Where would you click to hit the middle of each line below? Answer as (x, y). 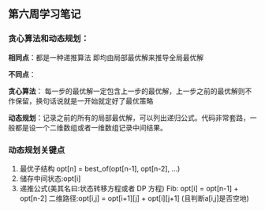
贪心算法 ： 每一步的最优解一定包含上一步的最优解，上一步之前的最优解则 (127, 91)
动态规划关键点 (37, 150)
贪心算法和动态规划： (49, 39)
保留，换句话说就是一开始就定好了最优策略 (84, 100)
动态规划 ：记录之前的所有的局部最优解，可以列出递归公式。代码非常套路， (129, 118)
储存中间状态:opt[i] (50, 178)
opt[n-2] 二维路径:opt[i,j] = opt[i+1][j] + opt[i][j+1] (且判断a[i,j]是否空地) (134, 198)
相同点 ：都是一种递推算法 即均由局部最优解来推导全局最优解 (106, 57)
